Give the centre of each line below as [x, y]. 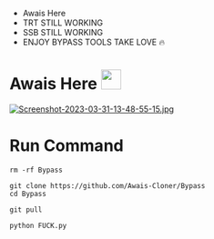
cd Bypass [28, 194]
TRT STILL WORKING [62, 23]
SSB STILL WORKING [63, 32]
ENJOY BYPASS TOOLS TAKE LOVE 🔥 [94, 42]
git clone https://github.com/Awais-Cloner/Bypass [107, 185]
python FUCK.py [38, 225]
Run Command [67, 146]
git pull [26, 209]
